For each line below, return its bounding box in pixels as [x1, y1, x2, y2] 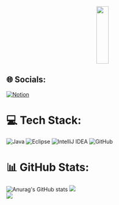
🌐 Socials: [6, 75, 46, 85]
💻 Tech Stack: [6, 113, 82, 127]
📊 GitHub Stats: [6, 160, 90, 174]
